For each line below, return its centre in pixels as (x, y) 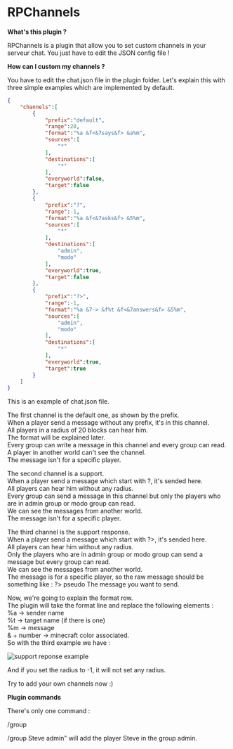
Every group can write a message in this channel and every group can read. (117, 445)
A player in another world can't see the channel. (76, 453)
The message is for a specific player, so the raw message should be (106, 577)
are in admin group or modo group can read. (71, 504)
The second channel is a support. (56, 474)
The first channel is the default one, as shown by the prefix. (93, 415)
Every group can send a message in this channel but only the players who (114, 496)
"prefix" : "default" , (75, 120)
